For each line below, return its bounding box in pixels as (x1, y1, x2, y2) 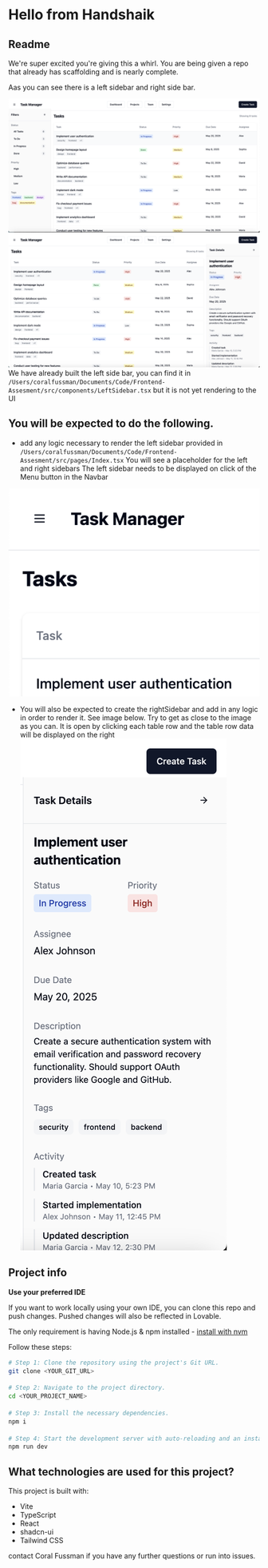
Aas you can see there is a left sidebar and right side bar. (8, 82, 195, 92)
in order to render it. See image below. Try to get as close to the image (19, 713, 252, 722)
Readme (8, 38, 50, 51)
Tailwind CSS (19, 1536, 64, 1546)
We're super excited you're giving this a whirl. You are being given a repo (8, 58, 249, 68)
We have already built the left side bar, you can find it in (8, 368, 191, 377)
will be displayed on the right (19, 730, 116, 739)
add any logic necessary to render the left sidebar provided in (19, 438, 223, 448)
